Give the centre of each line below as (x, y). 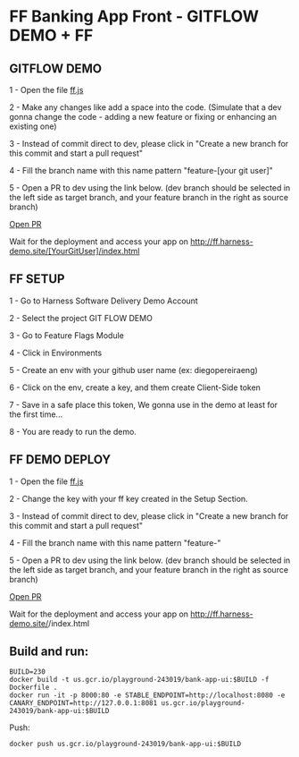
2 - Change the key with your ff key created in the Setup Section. (129, 498)
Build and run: (49, 652)
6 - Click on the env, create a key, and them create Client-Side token (135, 387)
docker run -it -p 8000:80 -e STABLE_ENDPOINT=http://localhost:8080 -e (147, 695)
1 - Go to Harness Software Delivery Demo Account (104, 301)
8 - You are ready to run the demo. (73, 431)
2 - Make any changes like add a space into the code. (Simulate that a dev (145, 107)
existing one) (33, 126)
